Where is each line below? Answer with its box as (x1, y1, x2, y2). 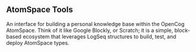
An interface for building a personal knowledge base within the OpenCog (6, 20, 185, 27)
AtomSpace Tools (6, 5, 73, 15)
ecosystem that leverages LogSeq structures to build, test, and (23, 32, 176, 40)
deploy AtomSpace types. (6, 39, 69, 46)
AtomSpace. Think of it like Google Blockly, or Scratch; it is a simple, (6, 27, 173, 34)
